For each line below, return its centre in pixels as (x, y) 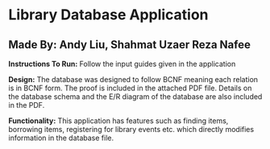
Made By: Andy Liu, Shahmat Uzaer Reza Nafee (130, 45)
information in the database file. (61, 138)
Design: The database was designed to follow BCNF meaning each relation (133, 79)
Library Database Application (108, 15)
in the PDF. (27, 105)
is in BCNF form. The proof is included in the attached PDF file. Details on (130, 88)
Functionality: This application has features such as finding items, (118, 121)
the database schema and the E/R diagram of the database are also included (135, 97)
